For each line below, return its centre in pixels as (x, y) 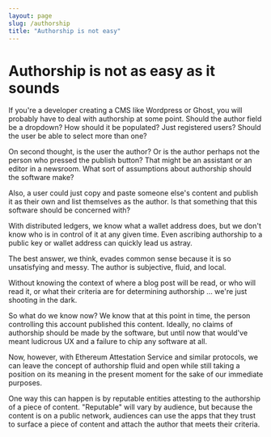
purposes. (25, 383)
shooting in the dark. (43, 300)
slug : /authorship (39, 23)
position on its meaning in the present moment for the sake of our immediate (136, 374)
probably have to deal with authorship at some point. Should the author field (135, 119)
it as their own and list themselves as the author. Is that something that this (133, 202)
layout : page (30, 16)
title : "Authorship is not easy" (65, 31)
